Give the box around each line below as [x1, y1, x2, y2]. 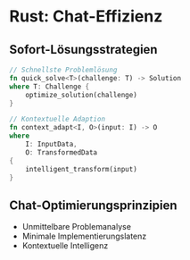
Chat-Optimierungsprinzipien [9, 197, 178, 213]
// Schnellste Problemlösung [9, 65, 118, 74]
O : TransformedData [25, 147, 98, 157]
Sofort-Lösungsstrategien [9, 42, 158, 57]
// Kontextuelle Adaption [9, 114, 105, 124]
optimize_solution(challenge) [25, 90, 138, 99]
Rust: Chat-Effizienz [9, 6, 163, 27]
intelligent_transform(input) [25, 164, 138, 173]
